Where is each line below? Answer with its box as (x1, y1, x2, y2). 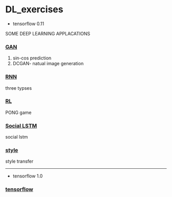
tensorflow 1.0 (12, 173, 43, 179)
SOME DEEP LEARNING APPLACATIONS (5, 30, 91, 36)
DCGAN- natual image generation (12, 61, 84, 67)
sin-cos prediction (12, 55, 52, 61)
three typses (5, 85, 32, 91)
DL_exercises (5, 4, 63, 15)
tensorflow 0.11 (12, 21, 45, 27)
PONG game (5, 109, 32, 115)
